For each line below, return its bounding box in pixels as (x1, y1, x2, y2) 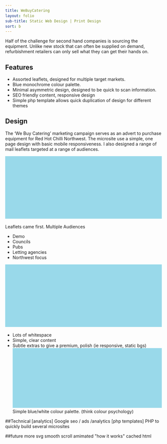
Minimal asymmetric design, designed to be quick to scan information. (12, 87, 157, 93)
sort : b (5, 24, 21, 29)
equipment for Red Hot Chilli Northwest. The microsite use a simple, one (5, 135, 153, 141)
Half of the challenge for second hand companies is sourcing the (5, 38, 138, 44)
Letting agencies (12, 249, 47, 255)
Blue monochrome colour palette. (12, 82, 81, 88)
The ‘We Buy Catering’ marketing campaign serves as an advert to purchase (5, 130, 162, 136)
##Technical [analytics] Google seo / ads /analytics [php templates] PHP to (5, 418, 160, 424)
